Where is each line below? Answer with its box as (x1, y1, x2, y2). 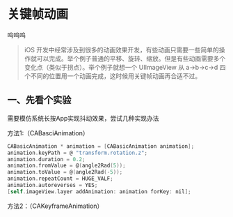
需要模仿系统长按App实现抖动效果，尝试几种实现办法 (7, 114, 159, 122)
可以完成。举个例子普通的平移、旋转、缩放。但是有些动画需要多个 (36, 54, 226, 63)
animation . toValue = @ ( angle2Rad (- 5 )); (7, 169, 123, 176)
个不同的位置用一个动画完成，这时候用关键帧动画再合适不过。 (24, 71, 202, 80)
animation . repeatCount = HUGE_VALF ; (7, 175, 113, 182)
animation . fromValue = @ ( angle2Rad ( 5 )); (7, 162, 127, 170)
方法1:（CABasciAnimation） (7, 128, 89, 137)
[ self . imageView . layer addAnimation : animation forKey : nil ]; (7, 188, 191, 195)
